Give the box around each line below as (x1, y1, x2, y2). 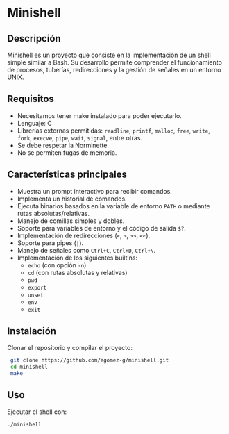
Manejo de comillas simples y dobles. (17, 217, 125, 225)
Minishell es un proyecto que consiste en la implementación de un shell (7, 51, 212, 59)
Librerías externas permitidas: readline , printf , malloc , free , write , (17, 126, 210, 135)
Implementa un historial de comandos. (17, 194, 127, 203)
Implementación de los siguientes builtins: (17, 253, 137, 262)
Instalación (7, 325, 57, 337)
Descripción (7, 33, 61, 44)
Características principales (7, 169, 127, 181)
